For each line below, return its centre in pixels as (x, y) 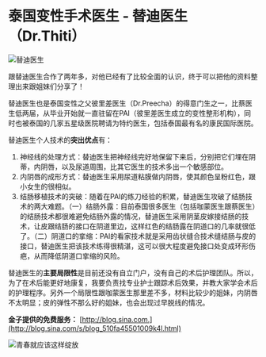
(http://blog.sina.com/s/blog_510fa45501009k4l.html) (95, 328)
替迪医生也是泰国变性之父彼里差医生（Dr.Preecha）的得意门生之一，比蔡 (127, 103)
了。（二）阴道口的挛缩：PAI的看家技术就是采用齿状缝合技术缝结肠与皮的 (138, 236)
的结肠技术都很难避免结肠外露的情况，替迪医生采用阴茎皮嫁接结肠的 (131, 216)
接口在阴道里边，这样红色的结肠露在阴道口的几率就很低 (165, 226)
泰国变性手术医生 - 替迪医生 (98, 16)
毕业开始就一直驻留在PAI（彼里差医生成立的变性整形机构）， (147, 113)
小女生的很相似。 (47, 186)
